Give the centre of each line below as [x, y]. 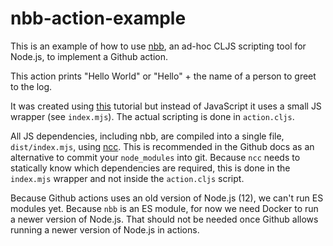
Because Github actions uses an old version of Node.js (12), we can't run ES [167, 198]
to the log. [31, 86]
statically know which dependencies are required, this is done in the [150, 168]
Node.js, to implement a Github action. [89, 56]
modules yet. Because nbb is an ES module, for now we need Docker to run [164, 208]
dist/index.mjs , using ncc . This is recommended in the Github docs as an [162, 146]
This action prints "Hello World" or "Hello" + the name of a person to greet [163, 76]
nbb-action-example [98, 18]
